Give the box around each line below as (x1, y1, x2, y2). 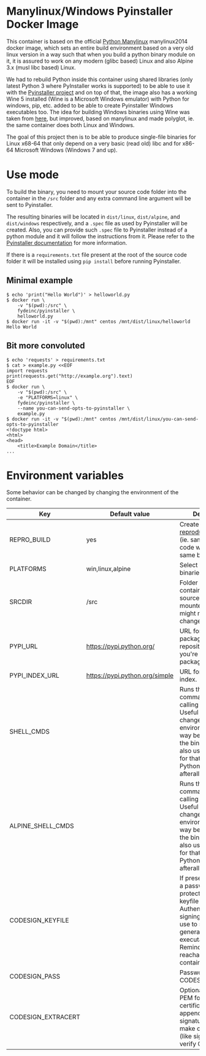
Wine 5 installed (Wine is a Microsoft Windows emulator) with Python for (6, 95, 190, 103)
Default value (110, 510, 150, 518)
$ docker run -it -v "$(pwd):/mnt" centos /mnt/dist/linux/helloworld (6, 318, 191, 325)
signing (179, 912, 201, 921)
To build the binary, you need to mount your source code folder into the (6, 188, 187, 195)
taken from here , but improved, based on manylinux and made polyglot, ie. (6, 115, 194, 122)
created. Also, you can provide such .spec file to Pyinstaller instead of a (6, 226, 188, 233)
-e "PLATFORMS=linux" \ (17, 394, 78, 400)
